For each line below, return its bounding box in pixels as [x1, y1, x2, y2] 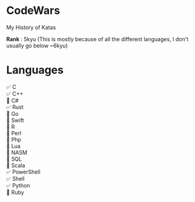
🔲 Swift [6, 116, 24, 124]
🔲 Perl [6, 129, 22, 136]
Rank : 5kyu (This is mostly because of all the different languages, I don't [6, 35, 189, 42]
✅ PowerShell [6, 168, 41, 175]
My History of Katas [6, 24, 56, 31]
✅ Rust [6, 103, 24, 110]
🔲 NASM [6, 149, 27, 156]
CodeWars [6, 4, 61, 18]
